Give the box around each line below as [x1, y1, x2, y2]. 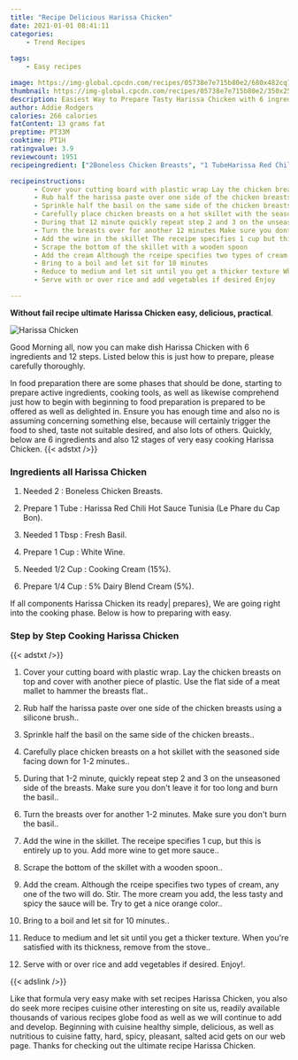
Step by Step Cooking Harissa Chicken [10, 630, 180, 642]
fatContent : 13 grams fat [10, 120, 105, 128]
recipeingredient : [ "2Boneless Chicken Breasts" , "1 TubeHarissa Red [10, 160, 272, 169]
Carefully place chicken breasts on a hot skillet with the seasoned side [22, 747, 280, 757]
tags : [10, 54, 30, 63]
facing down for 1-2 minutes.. [22, 756, 130, 767]
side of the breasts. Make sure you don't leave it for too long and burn [22, 783, 278, 793]
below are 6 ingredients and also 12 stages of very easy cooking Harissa [10, 434, 274, 445]
